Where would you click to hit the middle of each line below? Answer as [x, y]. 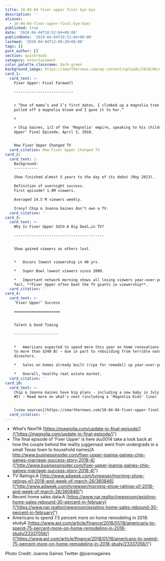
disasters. [25, 356]
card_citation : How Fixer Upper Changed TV [55, 150]
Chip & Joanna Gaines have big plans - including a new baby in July [87, 392]
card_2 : [13, 154]
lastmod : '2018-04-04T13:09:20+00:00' [45, 42]
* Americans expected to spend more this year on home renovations [87, 347]
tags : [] [14, 46]
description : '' [22, 14]
